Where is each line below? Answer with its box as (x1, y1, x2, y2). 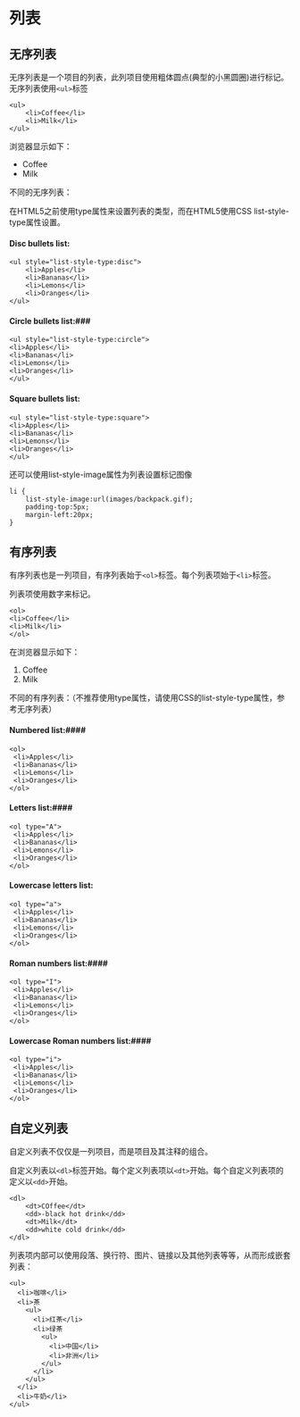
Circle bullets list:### (9, 315, 91, 326)
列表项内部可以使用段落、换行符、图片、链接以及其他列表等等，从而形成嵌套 (9, 1250, 291, 1261)
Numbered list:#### (9, 725, 87, 736)
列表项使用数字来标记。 (9, 588, 96, 599)
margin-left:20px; (25, 510, 94, 519)
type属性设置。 (9, 217, 65, 228)
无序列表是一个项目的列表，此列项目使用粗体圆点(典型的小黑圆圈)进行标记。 (9, 72, 289, 82)
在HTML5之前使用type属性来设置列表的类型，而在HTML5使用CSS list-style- (9, 206, 290, 216)
